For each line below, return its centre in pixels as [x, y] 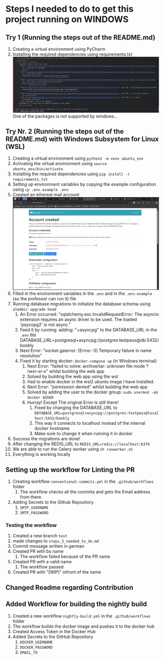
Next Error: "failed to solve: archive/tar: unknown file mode [86, 366]
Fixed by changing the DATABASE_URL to [76, 408]
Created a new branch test [40, 536]
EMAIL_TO [29, 653]
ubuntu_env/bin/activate [38, 169]
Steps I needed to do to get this [70, 9]
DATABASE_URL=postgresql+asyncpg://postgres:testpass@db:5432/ [89, 340]
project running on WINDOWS [67, 19]
